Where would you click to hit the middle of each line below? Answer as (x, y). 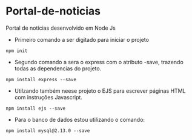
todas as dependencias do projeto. (58, 68)
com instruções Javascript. (48, 97)
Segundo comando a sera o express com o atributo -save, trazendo (99, 62)
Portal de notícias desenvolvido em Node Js (61, 28)
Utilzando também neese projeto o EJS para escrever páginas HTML (100, 91)
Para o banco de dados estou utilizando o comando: (80, 119)
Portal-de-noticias (53, 11)
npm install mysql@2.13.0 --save (48, 131)
